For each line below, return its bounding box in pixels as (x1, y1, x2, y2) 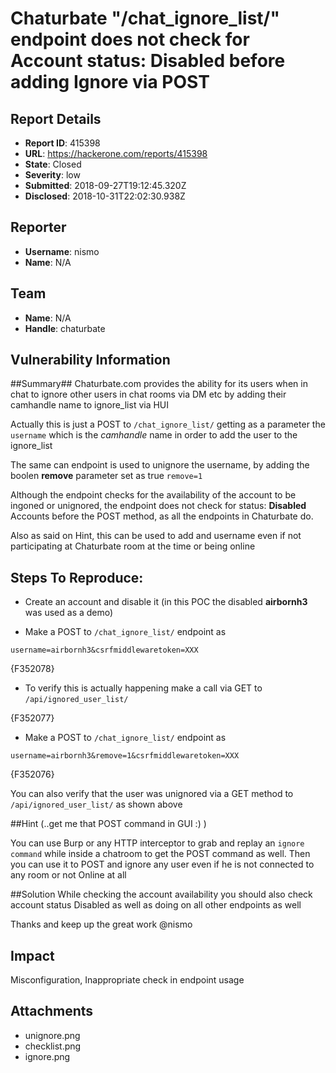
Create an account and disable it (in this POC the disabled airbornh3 (24, 596, 308, 608)
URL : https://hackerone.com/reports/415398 (24, 148, 208, 159)
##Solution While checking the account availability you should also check (10, 888, 313, 901)
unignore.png (24, 1029, 81, 1041)
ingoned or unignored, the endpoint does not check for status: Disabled (10, 500, 307, 512)
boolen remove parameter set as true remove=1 (10, 470, 203, 482)
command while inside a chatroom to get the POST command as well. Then (10, 848, 311, 860)
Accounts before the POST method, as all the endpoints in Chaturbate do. (10, 510, 314, 522)
